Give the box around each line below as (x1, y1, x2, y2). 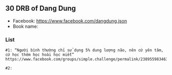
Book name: (12, 23, 38, 29)
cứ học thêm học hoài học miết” (5, 52, 74, 58)
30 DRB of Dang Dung (5, 4, 76, 13)
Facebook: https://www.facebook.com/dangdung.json (12, 17, 127, 24)
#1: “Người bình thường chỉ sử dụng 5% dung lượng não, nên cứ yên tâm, (5, 48, 164, 53)
